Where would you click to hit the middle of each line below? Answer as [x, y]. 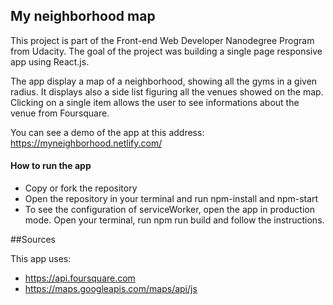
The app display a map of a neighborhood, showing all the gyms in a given [164, 81]
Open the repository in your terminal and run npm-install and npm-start [171, 199]
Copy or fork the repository [81, 188]
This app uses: [41, 259]
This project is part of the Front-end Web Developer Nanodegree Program [162, 40]
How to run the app [51, 166]
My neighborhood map [83, 16]
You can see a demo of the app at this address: [107, 132]
